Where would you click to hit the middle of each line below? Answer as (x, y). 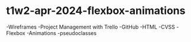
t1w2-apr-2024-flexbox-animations (96, 11)
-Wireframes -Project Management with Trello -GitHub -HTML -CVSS (91, 27)
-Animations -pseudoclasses (61, 33)
